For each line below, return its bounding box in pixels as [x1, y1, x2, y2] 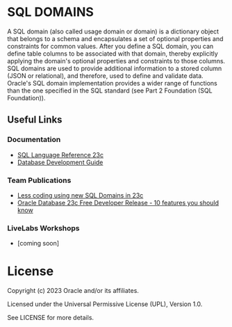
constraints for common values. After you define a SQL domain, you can [7, 42, 214, 50]
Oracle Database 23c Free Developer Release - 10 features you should [17, 198, 219, 207]
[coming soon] [17, 239, 60, 248]
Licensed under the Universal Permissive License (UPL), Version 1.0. [7, 300, 203, 308]
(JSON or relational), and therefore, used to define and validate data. [7, 71, 204, 80]
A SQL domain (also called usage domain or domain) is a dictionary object [7, 27, 219, 35]
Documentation [7, 135, 61, 145]
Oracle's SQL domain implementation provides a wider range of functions [7, 79, 217, 87]
